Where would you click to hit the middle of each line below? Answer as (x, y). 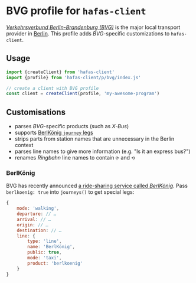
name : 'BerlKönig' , (51, 247)
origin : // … (33, 225)
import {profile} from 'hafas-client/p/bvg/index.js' (74, 77)
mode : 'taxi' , (45, 258)
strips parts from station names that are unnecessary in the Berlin (94, 139)
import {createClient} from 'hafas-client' (61, 72)
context (24, 145)
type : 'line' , (45, 241)
